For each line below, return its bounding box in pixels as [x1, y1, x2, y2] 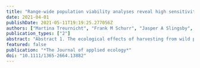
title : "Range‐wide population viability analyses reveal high [6, 8, 167, 15]
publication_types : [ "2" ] [6, 31, 70, 37]
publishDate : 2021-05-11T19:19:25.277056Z [6, 20, 113, 25]
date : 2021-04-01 [6, 14, 49, 20]
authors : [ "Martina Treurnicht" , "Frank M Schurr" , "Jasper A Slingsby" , [6, 25, 193, 31]
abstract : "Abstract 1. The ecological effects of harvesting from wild [6, 36, 190, 42]
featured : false [6, 42, 46, 48]
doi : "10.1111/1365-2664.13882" [6, 53, 86, 59]
